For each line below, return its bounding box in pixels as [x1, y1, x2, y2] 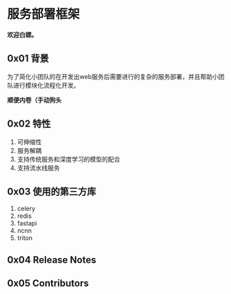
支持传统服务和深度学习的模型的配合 [17, 155, 121, 163]
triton [17, 234, 33, 242]
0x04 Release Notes [7, 254, 97, 266]
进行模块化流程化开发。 [12, 81, 80, 89]
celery [17, 205, 36, 213]
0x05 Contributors [7, 277, 90, 289]
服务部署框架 [7, 6, 81, 22]
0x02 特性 [7, 118, 51, 130]
